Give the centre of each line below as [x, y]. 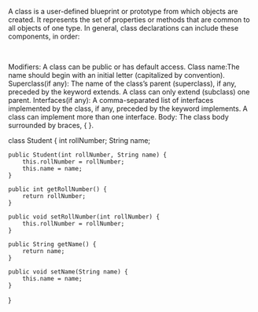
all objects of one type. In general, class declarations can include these [123, 28]
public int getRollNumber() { [58, 189]
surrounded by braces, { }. [51, 125]
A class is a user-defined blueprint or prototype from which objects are [123, 11]
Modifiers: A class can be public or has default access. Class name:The [124, 67]
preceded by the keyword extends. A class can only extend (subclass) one [129, 92]
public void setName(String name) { [68, 272]
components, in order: [44, 36]
